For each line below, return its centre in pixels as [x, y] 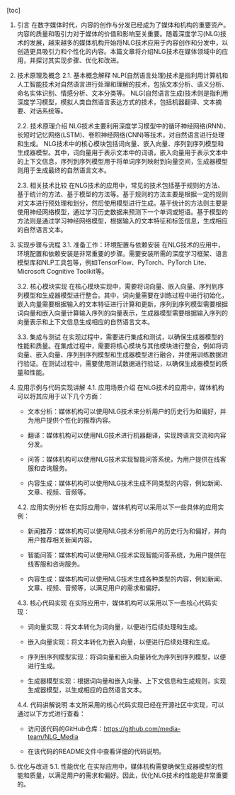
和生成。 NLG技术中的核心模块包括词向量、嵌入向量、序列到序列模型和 [120, 144]
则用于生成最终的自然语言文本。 [63, 170]
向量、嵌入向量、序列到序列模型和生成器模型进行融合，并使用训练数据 [119, 355]
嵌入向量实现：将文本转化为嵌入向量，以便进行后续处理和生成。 [120, 642]
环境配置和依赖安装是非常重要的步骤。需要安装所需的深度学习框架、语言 [122, 254]
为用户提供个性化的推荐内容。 [71, 420]
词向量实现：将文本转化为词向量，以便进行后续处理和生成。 [114, 627]
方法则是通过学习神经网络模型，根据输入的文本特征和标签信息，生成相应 [122, 221]
